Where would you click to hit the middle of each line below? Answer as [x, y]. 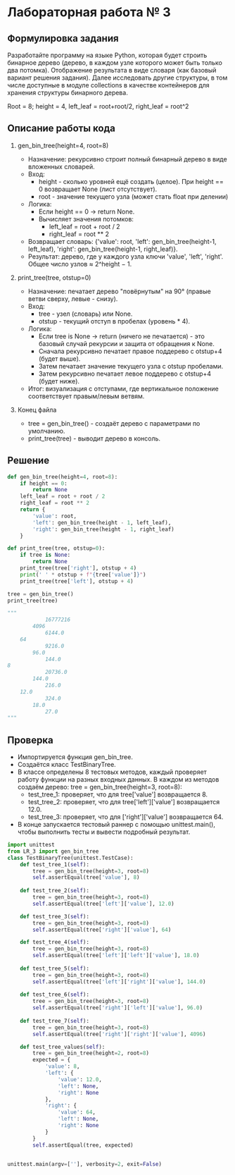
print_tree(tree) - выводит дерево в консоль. [94, 438]
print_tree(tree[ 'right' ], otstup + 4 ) [78, 568]
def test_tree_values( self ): [63, 1047]
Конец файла [37, 410]
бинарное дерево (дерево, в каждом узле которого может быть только [115, 63]
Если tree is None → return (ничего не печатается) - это [122, 336]
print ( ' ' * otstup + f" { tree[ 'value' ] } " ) [83, 574]
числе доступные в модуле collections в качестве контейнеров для [108, 85]
